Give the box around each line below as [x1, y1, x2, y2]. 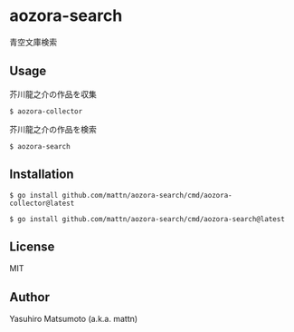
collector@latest [9, 199, 75, 208]
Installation [9, 167, 74, 182]
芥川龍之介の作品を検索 [9, 123, 97, 134]
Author [9, 289, 50, 305]
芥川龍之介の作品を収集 [9, 88, 97, 100]
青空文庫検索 [9, 36, 57, 47]
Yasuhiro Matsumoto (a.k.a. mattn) [9, 314, 138, 325]
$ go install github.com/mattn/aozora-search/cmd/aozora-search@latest [9, 214, 285, 223]
